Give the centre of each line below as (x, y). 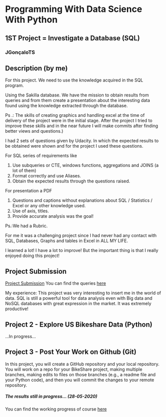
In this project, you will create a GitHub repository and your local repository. (82, 364)
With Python (31, 20)
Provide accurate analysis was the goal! (53, 216)
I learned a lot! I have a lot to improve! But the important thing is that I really (82, 250)
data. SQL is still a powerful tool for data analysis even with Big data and (79, 298)
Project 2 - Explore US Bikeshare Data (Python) (79, 324)
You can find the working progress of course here (56, 409)
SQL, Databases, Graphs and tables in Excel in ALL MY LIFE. (67, 241)
